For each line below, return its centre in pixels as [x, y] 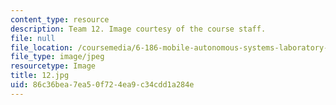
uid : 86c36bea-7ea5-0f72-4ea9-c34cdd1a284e [102, 85]
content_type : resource [60, 19]
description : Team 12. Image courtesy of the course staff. [138, 29]
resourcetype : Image [53, 66]
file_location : [42, 47]
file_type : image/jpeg [57, 57]
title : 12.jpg [40, 76]
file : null [33, 38]
